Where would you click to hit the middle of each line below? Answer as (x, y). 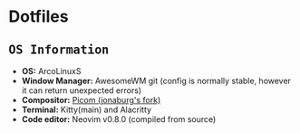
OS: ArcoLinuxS (51, 71)
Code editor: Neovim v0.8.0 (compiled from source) (119, 119)
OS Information (59, 50)
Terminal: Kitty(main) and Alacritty (86, 109)
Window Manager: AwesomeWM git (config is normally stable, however (156, 81)
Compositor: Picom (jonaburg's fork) (91, 100)
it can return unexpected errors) (82, 90)
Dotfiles (39, 17)
